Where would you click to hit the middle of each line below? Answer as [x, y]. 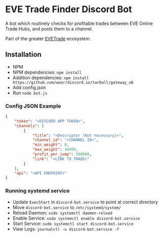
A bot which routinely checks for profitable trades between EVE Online [79, 23]
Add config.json [29, 87]
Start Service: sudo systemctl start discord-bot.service [73, 223]
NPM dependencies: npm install [47, 72]
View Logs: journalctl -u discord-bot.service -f [66, 229]
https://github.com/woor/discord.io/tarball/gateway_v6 [73, 82]
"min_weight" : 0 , [51, 145]
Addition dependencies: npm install [51, 78]
